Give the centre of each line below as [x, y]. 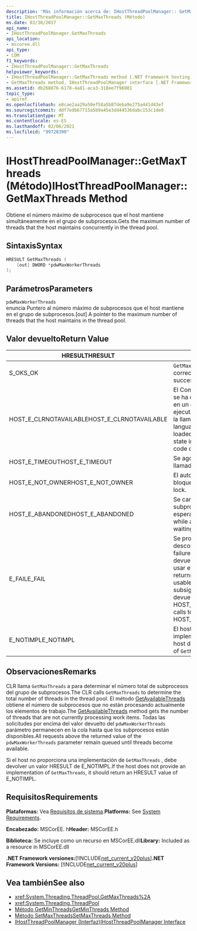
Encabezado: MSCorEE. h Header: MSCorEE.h [62, 829]
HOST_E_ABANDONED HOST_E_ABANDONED [72, 514]
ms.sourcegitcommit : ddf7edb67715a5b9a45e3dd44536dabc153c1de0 [85, 110]
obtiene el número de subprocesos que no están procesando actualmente [96, 704]
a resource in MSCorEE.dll [38, 847]
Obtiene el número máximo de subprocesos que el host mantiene [85, 215]
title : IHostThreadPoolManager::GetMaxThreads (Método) [76, 17]
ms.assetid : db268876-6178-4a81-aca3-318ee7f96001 [69, 88]
